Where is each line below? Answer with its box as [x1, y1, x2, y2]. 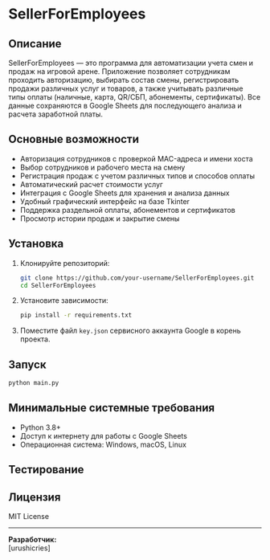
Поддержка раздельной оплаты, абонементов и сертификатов [19, 205, 235, 215]
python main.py [8, 379, 59, 387]
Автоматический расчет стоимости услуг [19, 179, 163, 189]
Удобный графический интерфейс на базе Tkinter [19, 196, 190, 206]
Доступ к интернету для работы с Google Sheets [19, 431, 187, 440]
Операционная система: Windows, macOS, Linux [19, 439, 187, 449]
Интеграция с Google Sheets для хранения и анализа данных [19, 188, 231, 198]
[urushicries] [8, 543, 51, 553]
